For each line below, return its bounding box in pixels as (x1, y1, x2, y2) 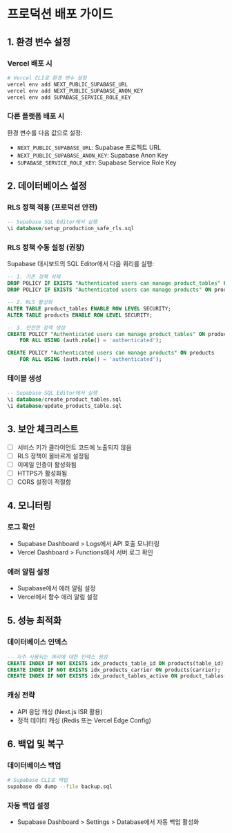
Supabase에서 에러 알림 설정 (17, 584, 96, 592)
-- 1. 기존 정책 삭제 (7, 274, 61, 281)
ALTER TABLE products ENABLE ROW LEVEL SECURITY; (7, 312, 153, 319)
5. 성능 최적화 (7, 615, 62, 626)
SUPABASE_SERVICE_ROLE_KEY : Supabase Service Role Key (17, 158, 177, 167)
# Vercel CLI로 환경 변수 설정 (7, 74, 87, 82)
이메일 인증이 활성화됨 (17, 460, 77, 469)
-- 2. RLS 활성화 (7, 299, 53, 306)
